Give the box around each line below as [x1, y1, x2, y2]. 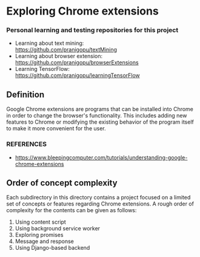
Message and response [15, 238, 74, 245]
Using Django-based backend [15, 244, 90, 252]
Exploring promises [15, 232, 64, 239]
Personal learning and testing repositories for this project [6, 26, 179, 35]
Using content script [15, 218, 67, 225]
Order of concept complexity [6, 178, 118, 188]
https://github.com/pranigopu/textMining [15, 46, 117, 53]
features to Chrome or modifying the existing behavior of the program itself [6, 118, 194, 125]
